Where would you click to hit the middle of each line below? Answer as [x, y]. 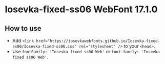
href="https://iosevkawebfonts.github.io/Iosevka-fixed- [98, 41]
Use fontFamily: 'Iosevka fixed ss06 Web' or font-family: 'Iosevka [86, 51]
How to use [23, 28]
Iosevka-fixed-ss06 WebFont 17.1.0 [81, 9]
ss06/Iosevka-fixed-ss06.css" [45, 47]
